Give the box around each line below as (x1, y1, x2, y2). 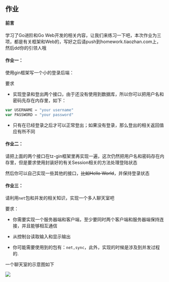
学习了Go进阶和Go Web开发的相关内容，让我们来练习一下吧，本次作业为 (5, 32, 157, 38)
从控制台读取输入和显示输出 (12, 233, 71, 239)
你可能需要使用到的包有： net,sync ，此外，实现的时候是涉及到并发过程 (12, 244, 160, 250)
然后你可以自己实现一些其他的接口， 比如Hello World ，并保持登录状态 (5, 170, 150, 176)
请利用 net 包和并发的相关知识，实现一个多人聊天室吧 (5, 194, 115, 201)
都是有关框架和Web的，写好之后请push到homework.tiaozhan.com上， (14, 38, 161, 45)
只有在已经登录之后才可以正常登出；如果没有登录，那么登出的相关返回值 (12, 122, 164, 128)
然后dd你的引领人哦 (5, 45, 47, 51)
